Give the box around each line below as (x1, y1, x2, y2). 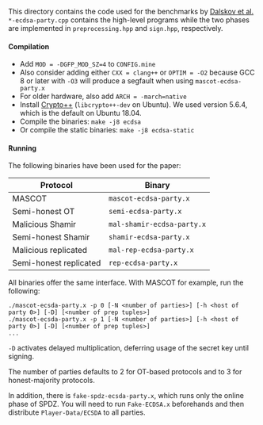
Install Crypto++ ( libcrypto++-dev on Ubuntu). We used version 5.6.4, (19, 100, 248, 109)
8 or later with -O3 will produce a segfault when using (19, 76, 194, 86)
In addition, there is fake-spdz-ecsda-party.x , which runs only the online (8, 391, 244, 400)
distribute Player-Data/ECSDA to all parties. (8, 408, 146, 417)
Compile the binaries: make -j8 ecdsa (19, 117, 141, 126)
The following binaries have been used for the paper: (8, 161, 181, 170)
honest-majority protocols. (8, 376, 95, 385)
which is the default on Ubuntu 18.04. (19, 109, 142, 118)
